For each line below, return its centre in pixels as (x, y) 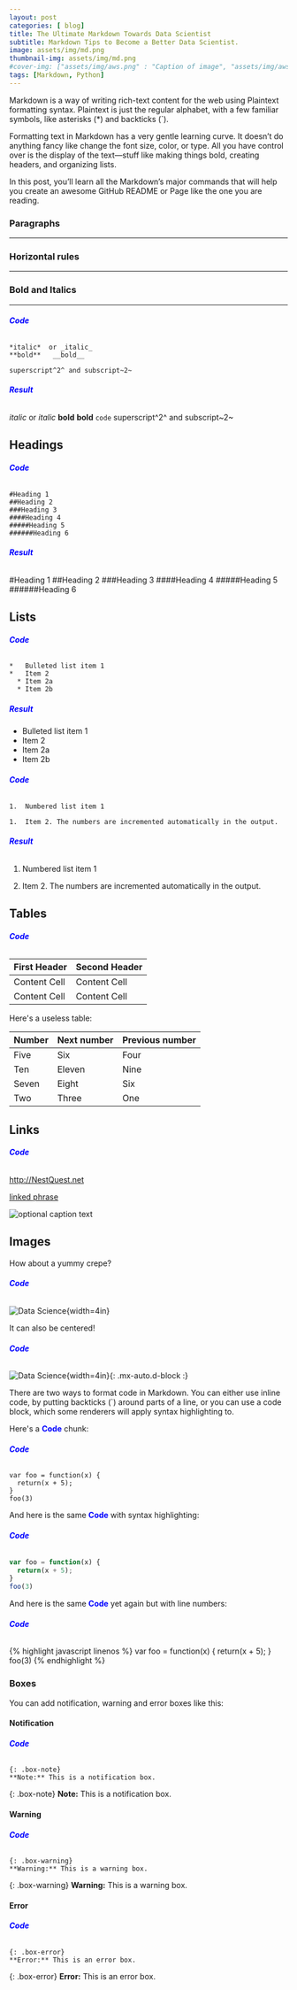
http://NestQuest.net (46, 1180)
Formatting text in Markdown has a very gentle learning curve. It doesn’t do (146, 136)
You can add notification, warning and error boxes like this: (116, 1703)
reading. (24, 200)
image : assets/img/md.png (57, 50)
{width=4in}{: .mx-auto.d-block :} (127, 1376)
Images (30, 1242)
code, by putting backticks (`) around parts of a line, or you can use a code (145, 1402)
